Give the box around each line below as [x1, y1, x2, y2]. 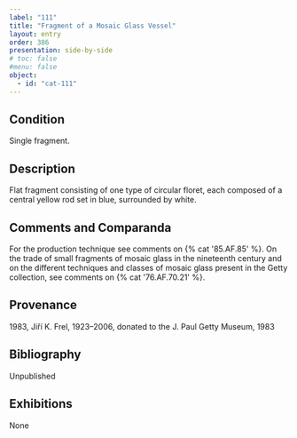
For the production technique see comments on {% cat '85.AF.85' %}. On [9, 243, 277, 254]
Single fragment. [9, 135, 70, 147]
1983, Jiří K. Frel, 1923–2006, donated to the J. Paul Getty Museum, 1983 [9, 321, 275, 331]
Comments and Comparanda [9, 219, 172, 235]
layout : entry [9, 29, 62, 38]
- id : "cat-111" [17, 79, 77, 88]
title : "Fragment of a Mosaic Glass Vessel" [9, 21, 176, 30]
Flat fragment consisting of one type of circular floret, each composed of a [9, 185, 283, 195]
